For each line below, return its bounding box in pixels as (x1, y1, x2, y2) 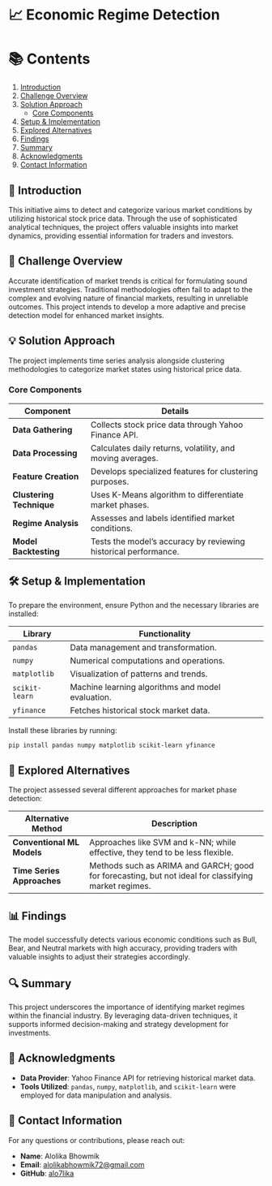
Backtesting (12, 546, 61, 557)
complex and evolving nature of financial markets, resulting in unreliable (8, 293, 249, 303)
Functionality (138, 628, 191, 639)
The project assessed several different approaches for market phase (8, 785, 237, 795)
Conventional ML (12, 837, 79, 848)
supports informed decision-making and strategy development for (8, 1019, 229, 1029)
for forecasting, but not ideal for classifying (88, 870, 253, 882)
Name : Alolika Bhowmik (19, 1151, 100, 1161)
